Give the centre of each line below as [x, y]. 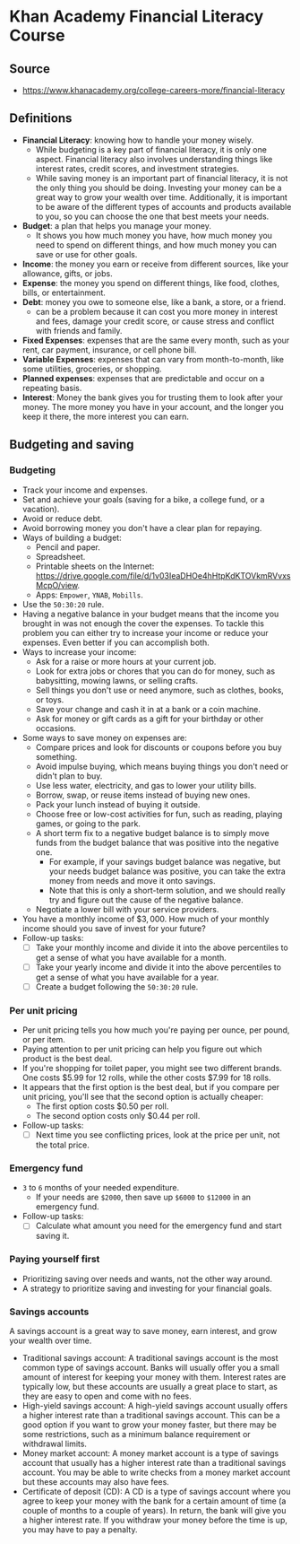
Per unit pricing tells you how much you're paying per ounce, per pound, [156, 1030]
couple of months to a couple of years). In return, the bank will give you [154, 1510]
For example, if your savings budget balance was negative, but [165, 861]
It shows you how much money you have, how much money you [154, 235]
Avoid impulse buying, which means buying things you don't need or [162, 766]
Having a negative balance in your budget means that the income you [150, 614]
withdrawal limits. [55, 1444]
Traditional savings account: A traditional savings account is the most [150, 1358]
